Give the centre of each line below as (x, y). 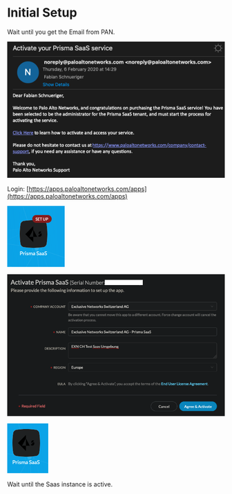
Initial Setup (42, 13)
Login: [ (18, 189)
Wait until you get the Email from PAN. (61, 32)
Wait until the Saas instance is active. (60, 484)
